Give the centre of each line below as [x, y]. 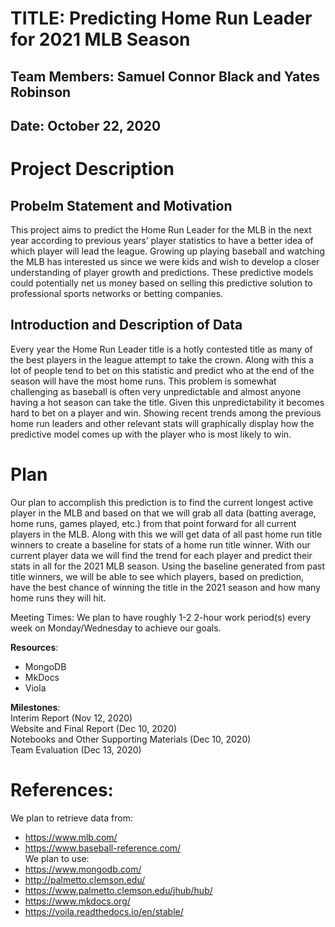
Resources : [34, 647]
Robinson [41, 92]
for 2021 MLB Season [100, 39]
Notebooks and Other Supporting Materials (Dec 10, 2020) [131, 739]
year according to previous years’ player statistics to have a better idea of [162, 240]
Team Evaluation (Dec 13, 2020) [76, 749]
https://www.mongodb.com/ [83, 869]
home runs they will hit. [58, 598]
